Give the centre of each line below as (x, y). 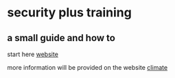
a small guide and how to (61, 38)
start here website (33, 54)
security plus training (69, 13)
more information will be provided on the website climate (87, 67)
